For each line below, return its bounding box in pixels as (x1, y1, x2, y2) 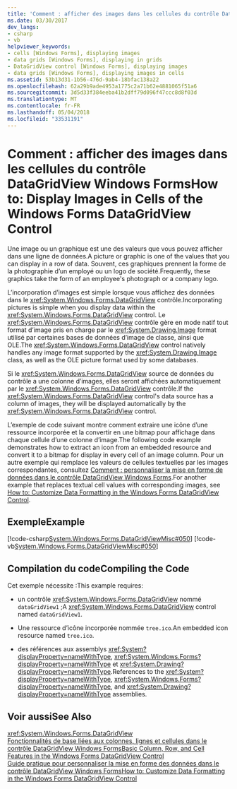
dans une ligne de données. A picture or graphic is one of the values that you (7, 251, 230, 260)
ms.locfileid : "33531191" (7, 115, 83, 122)
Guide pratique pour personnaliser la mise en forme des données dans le (7, 759, 220, 767)
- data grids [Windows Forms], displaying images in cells (7, 69, 185, 76)
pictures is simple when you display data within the (7, 303, 156, 312)
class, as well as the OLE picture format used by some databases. (7, 355, 199, 364)
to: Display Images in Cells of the (7, 191, 203, 207)
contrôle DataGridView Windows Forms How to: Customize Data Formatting (7, 767, 226, 775)
